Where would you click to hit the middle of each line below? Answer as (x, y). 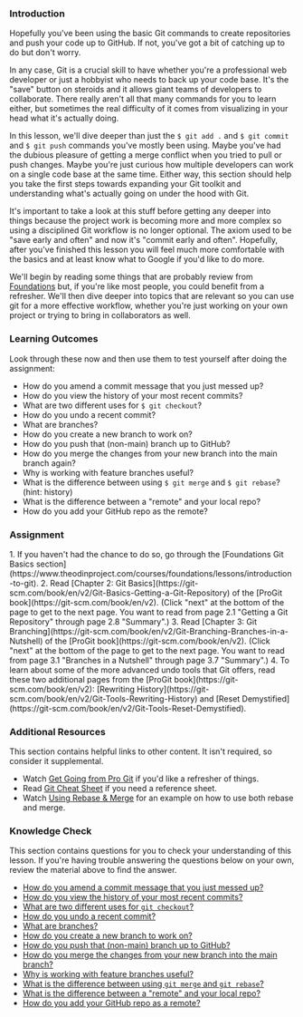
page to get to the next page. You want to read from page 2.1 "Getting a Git (149, 612)
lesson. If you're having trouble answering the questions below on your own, (152, 860)
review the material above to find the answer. (93, 870)
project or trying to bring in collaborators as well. (100, 315)
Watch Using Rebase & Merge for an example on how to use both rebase (158, 798)
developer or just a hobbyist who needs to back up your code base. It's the (149, 80)
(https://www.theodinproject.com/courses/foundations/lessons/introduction (151, 573)
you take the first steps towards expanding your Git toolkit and (125, 184)
